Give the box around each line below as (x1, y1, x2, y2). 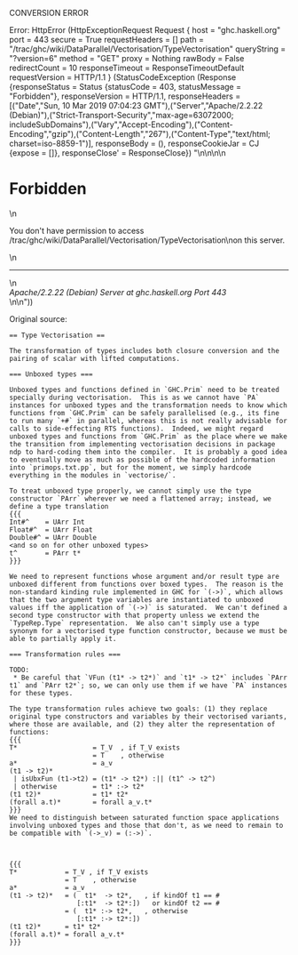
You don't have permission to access (9, 225, 145, 236)
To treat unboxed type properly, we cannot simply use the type (9, 486, 252, 495)
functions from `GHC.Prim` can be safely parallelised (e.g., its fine (9, 408, 279, 417)
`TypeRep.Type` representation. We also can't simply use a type (9, 618, 260, 628)
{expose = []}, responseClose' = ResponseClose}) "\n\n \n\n (9, 148, 226, 158)
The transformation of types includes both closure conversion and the (9, 346, 279, 355)
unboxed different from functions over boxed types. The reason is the (9, 580, 284, 589)
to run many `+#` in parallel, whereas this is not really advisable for (9, 416, 288, 425)
